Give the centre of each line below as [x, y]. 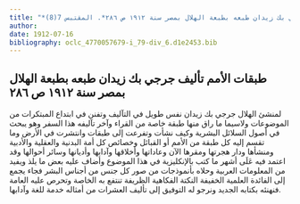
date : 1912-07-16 [42, 34]
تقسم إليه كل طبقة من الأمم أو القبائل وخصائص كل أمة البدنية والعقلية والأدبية [137, 143]
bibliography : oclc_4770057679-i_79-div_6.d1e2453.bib [113, 42]
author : [24, 26]
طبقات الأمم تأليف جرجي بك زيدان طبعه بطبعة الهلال [138, 78]
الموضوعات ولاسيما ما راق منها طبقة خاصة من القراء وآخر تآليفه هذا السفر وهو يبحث [149, 123]
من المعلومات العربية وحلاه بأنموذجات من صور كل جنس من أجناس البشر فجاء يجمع [147, 171]
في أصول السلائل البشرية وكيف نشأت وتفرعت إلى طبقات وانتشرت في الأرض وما [145, 133]
